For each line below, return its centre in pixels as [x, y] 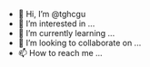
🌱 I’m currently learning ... [66, 33]
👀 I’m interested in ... [56, 24]
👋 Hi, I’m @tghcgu [52, 14]
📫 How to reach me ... [60, 53]
